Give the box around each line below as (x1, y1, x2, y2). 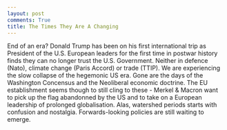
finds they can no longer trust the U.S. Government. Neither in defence (7, 57, 208, 65)
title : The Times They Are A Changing (7, 23, 119, 30)
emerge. (7, 115, 31, 124)
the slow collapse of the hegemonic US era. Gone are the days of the (7, 71, 204, 80)
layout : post (7, 10, 45, 17)
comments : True (7, 17, 51, 24)
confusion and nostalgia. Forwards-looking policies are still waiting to (7, 108, 205, 116)
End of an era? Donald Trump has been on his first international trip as (7, 42, 207, 50)
